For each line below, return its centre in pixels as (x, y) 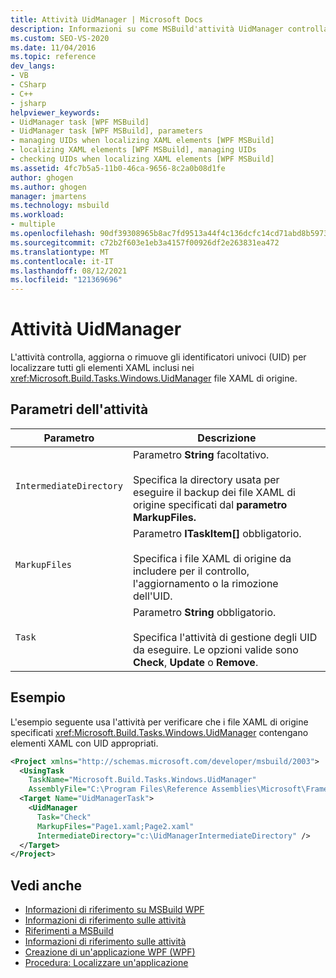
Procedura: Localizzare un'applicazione (106, 963)
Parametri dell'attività (79, 409)
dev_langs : (33, 66)
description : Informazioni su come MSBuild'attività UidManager (147, 29)
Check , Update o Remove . (195, 662)
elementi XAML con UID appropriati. (84, 743)
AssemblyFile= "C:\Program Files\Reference (118, 789)
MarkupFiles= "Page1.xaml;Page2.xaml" (115, 826)
